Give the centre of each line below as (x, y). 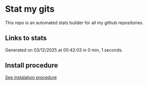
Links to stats (26, 38)
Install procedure (32, 66)
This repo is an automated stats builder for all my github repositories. (74, 23)
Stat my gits (30, 9)
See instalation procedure (31, 77)
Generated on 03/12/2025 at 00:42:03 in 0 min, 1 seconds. (64, 50)
